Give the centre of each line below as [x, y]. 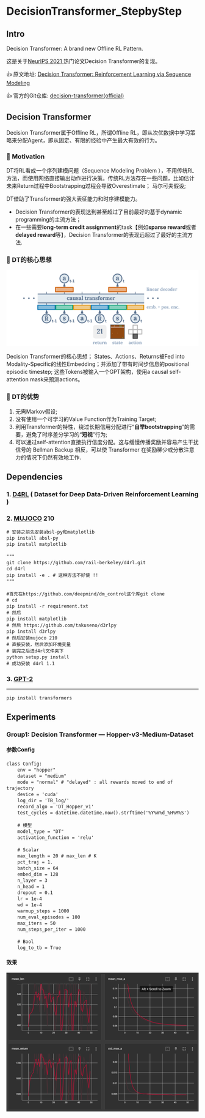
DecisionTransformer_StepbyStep [94, 11]
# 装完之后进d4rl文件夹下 [35, 651]
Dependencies [34, 476]
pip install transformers [39, 698]
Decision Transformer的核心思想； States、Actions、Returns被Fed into [95, 357]
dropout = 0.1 [35, 893]
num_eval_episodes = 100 [49, 917]
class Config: [24, 764]
